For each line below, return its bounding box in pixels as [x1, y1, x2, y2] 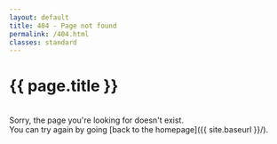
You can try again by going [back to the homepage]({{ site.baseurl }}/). [9, 124, 269, 135]
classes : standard [9, 37, 77, 47]
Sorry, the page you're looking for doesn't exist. [9, 115, 185, 125]
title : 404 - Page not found [9, 21, 117, 30]
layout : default [9, 12, 69, 22]
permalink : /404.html [9, 29, 90, 38]
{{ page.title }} [9, 76, 119, 96]
